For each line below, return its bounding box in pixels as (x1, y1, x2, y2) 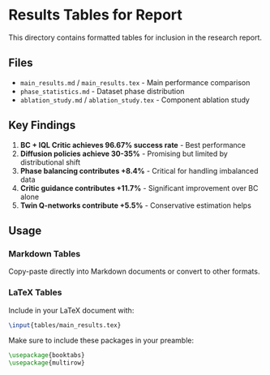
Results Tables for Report (8, 6, 182, 24)
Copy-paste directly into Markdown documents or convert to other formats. (8, 266, 260, 277)
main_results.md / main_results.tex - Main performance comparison (19, 77, 251, 87)
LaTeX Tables (8, 287, 62, 298)
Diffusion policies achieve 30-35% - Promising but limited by (19, 149, 229, 158)
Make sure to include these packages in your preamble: (8, 335, 195, 346)
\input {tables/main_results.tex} (8, 321, 122, 330)
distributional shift (19, 157, 81, 167)
